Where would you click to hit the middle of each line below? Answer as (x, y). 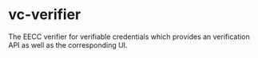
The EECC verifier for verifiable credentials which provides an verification (129, 37)
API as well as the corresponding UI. (68, 44)
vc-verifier (45, 15)
